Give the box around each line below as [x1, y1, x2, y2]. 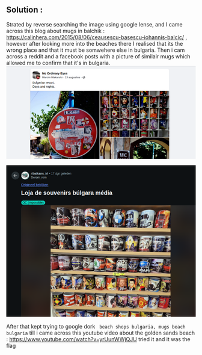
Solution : [6, 5, 43, 15]
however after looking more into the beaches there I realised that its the [6, 40, 183, 47]
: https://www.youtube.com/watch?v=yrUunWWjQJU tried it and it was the [6, 336, 191, 343]
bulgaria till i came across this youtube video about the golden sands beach [6, 329, 195, 336]
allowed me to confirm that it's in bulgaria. [6, 59, 111, 66]
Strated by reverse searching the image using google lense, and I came [6, 20, 183, 28]
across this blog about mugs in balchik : [6, 27, 105, 34]
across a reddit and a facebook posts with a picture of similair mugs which [6, 52, 191, 60]
